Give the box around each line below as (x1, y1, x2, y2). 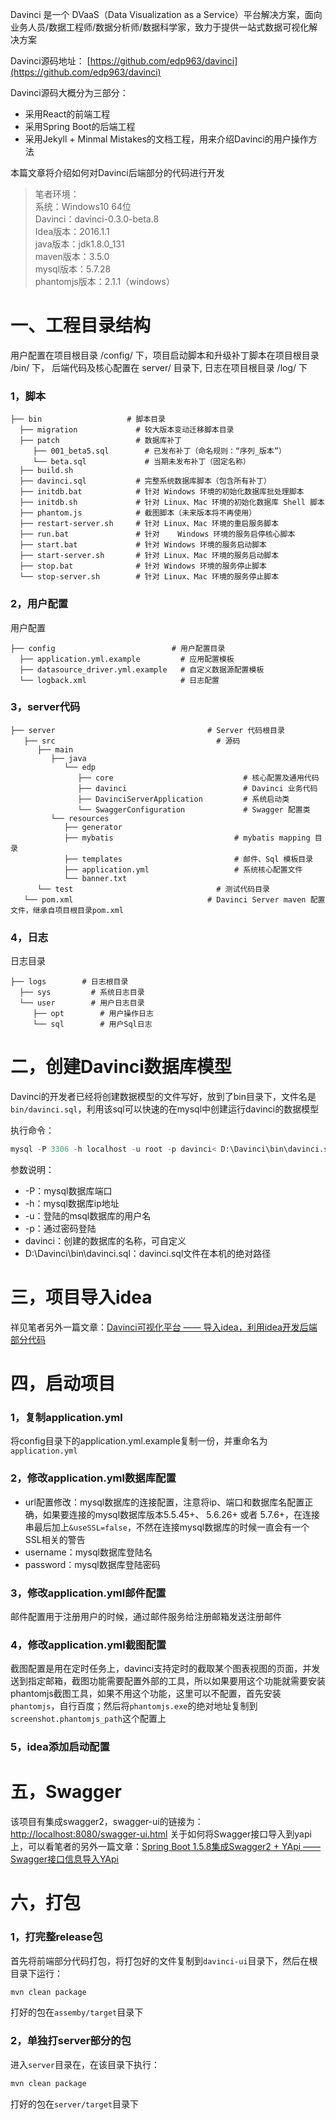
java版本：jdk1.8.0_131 (34, 238, 125, 250)
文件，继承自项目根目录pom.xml (10, 905, 124, 915)
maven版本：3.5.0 (34, 251, 110, 262)
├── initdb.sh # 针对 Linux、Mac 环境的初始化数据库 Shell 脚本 (19, 498, 325, 508)
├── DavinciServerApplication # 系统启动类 (77, 794, 290, 804)
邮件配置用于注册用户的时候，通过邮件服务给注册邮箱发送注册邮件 (10, 1610, 282, 1622)
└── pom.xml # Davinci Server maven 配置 (23, 894, 326, 905)
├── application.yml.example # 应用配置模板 (19, 654, 235, 664)
